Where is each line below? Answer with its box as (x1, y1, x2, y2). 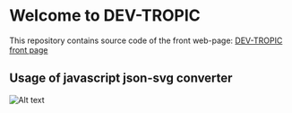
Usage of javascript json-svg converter (9, 71, 233, 86)
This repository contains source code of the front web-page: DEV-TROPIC (9, 35, 283, 46)
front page (9, 44, 48, 55)
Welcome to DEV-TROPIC (9, 5, 202, 26)
